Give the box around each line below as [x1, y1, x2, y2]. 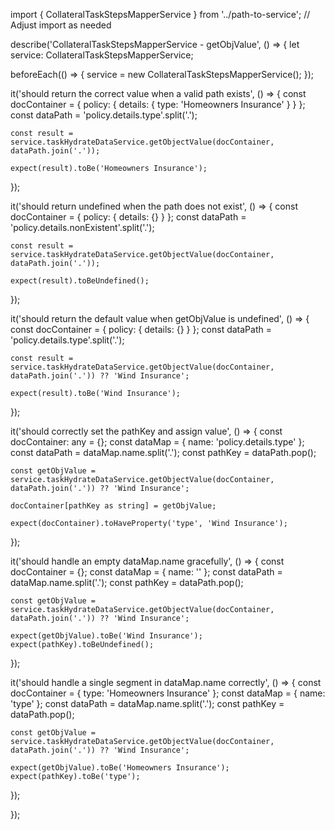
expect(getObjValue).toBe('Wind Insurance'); [10, 631, 203, 641]
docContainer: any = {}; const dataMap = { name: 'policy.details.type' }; [10, 436, 305, 448]
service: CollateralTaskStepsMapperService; [10, 49, 194, 61]
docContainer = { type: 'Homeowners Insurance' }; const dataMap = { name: [10, 687, 326, 699]
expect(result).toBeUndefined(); [10, 276, 150, 286]
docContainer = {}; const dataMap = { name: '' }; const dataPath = [10, 566, 283, 578]
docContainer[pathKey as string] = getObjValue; [10, 501, 217, 511]
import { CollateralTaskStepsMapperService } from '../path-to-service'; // [10, 9, 311, 20]
